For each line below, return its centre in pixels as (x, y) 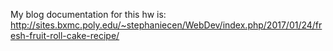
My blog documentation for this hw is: (88, 14)
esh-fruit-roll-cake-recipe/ (65, 35)
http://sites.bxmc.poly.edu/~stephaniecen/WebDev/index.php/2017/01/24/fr (166, 25)
